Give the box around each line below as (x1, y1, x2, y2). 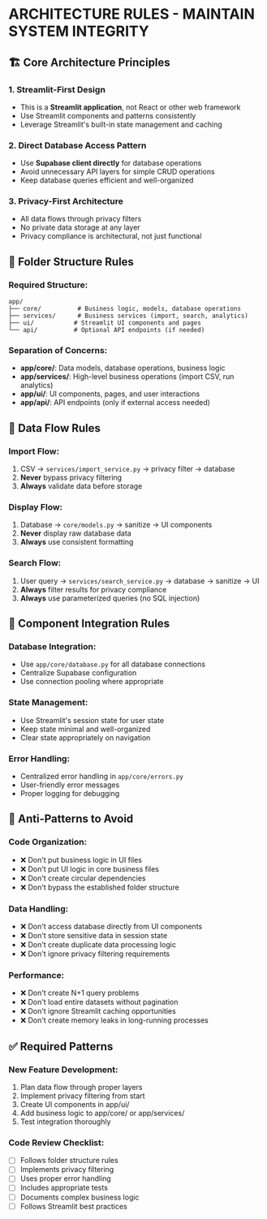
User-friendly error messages (19, 780, 120, 790)
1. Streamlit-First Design (8, 84, 106, 95)
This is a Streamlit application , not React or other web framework (19, 102, 241, 112)
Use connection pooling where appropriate (19, 677, 164, 687)
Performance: (8, 969, 65, 980)
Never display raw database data (19, 528, 131, 538)
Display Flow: (8, 502, 63, 513)
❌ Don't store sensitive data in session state (19, 931, 168, 940)
